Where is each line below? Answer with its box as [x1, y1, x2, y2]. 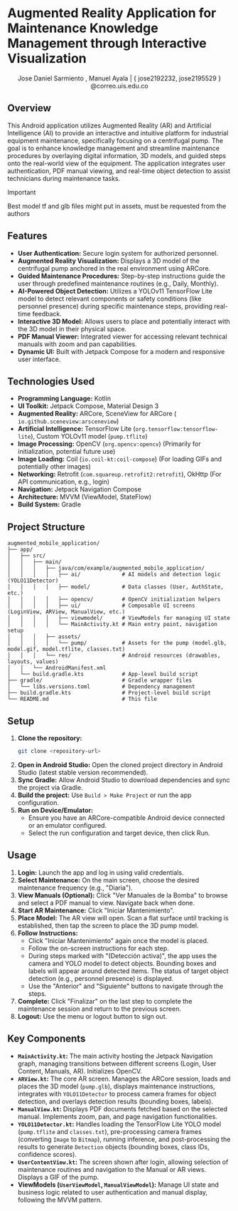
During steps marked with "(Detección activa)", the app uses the [28, 951, 217, 960]
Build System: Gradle [17, 500, 82, 509]
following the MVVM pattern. [17, 1195, 102, 1204]
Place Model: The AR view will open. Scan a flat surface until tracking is [17, 913, 229, 922]
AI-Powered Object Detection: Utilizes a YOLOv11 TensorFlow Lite [17, 286, 213, 295]
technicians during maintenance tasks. [7, 174, 121, 182]
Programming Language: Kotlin [17, 394, 112, 403]
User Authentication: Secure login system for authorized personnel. [17, 249, 219, 257]
